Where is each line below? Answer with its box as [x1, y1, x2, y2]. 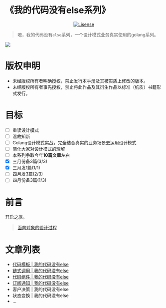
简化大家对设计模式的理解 [12, 146, 65, 152]
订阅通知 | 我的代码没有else [12, 280, 69, 286]
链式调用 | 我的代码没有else [12, 268, 69, 274]
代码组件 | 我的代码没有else [12, 274, 69, 280]
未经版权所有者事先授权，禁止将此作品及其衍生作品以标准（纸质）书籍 [12, 84, 157, 90]
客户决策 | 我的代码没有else [12, 287, 69, 293]
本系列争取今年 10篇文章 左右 [12, 152, 70, 158]
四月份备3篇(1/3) [12, 177, 47, 183]
